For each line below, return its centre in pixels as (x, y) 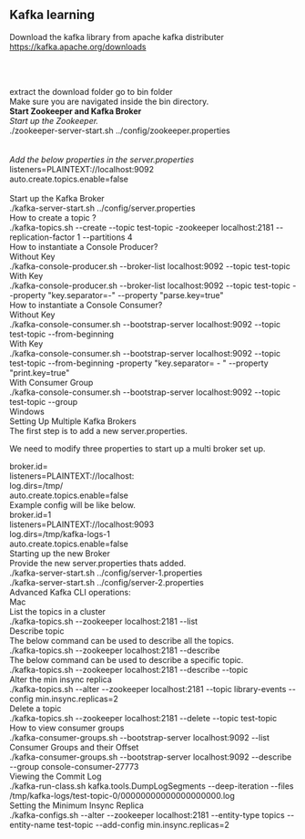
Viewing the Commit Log (56, 776)
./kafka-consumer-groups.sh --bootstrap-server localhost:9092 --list (140, 737)
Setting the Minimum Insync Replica (76, 805)
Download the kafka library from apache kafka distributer (117, 36)
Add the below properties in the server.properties (102, 160)
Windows (27, 411)
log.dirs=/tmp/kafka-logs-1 (60, 533)
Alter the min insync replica (61, 679)
